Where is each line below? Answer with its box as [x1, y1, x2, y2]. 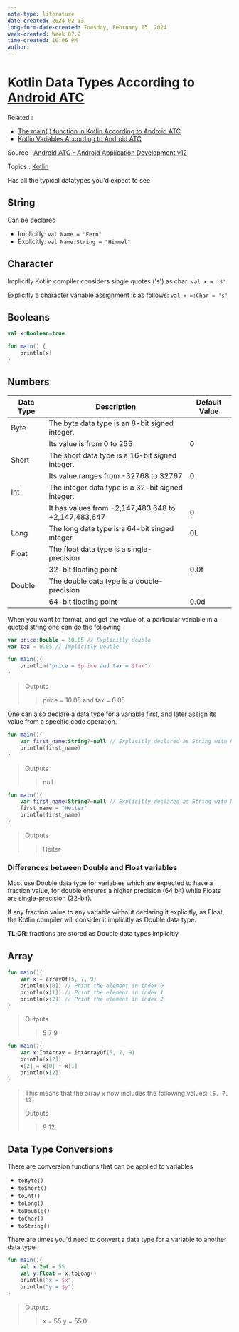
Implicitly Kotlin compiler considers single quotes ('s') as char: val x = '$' [7, 276, 226, 286]
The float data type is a [48, 544, 126, 554]
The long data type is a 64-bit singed [48, 523, 174, 533]
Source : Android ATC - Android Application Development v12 [7, 148, 187, 157]
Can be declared [7, 216, 56, 224]
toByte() [17, 1177, 44, 1185]
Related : [7, 113, 33, 121]
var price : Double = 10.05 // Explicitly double [7, 636, 152, 643]
